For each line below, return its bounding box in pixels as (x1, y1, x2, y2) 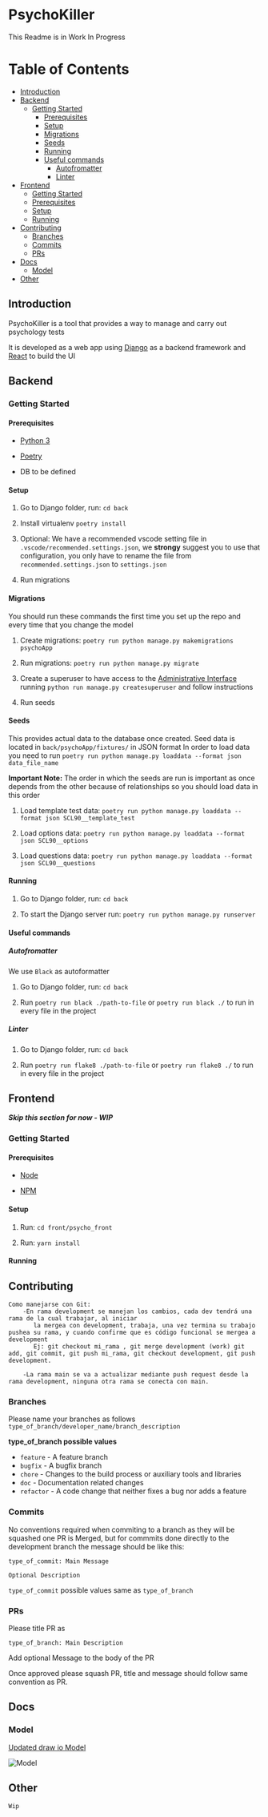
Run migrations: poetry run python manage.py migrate (19, 658, 200, 667)
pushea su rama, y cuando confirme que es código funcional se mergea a (8, 1328, 256, 1337)
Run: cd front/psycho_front (19, 1222, 113, 1231)
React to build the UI (8, 351, 76, 361)
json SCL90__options (19, 836, 89, 844)
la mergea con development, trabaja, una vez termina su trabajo (33, 1322, 256, 1330)
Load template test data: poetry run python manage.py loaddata (19, 805, 231, 815)
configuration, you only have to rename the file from (19, 551, 192, 561)
